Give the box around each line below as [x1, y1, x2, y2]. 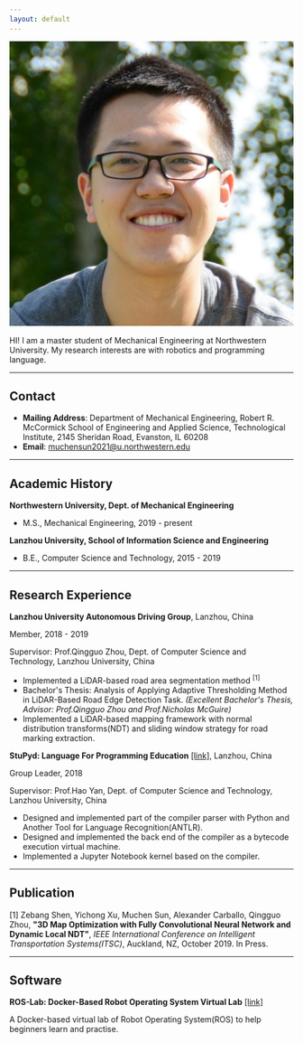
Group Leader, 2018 [9, 767, 83, 778]
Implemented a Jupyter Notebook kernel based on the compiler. [22, 850, 261, 861]
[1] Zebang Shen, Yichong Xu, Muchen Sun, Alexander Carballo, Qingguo [9, 909, 281, 920]
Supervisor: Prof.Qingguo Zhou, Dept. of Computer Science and [9, 646, 246, 657]
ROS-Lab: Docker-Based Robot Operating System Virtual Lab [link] [9, 997, 263, 1008]
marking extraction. [22, 732, 96, 743]
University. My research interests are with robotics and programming [9, 344, 265, 355]
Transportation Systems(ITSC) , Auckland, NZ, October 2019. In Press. [9, 938, 269, 949]
